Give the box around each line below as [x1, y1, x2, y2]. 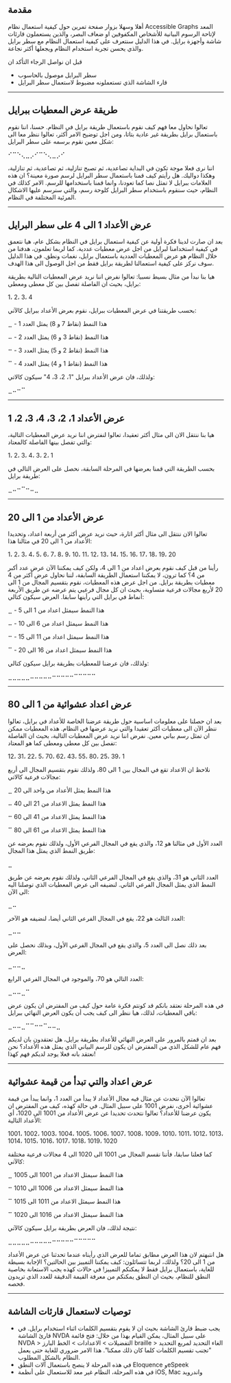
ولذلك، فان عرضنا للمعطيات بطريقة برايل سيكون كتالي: [8, 659, 149, 667]
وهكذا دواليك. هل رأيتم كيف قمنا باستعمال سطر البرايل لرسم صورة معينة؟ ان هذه [8, 171, 215, 179]
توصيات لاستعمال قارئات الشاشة [8, 1305, 131, 1318]
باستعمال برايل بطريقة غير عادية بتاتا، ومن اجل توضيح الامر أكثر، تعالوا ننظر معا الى [8, 130, 218, 138]
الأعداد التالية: [8, 1116, 42, 1124]
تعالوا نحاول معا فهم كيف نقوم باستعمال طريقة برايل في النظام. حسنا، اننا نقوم [8, 122, 208, 131]
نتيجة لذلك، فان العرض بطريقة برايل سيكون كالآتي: [8, 1223, 137, 1232]
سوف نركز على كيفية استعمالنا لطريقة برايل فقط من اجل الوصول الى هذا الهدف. [8, 259, 215, 268]
